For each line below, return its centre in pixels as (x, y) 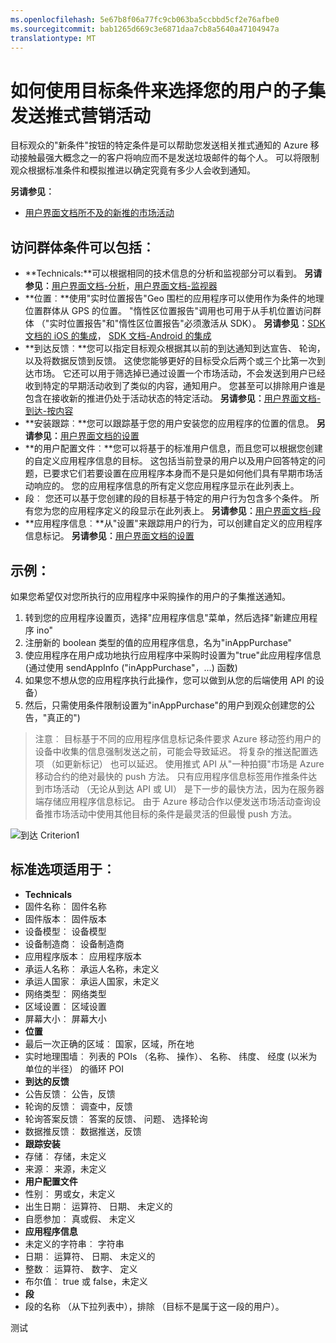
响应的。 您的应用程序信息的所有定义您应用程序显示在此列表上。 (166, 486)
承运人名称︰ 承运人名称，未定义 (92, 968)
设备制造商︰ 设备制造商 (74, 943)
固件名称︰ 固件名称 (65, 906)
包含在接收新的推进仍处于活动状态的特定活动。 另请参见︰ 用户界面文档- (173, 398)
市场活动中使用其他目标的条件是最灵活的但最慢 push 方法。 (175, 813)
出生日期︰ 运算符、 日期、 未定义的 (98, 1206)
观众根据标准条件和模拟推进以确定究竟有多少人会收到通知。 (133, 170)
